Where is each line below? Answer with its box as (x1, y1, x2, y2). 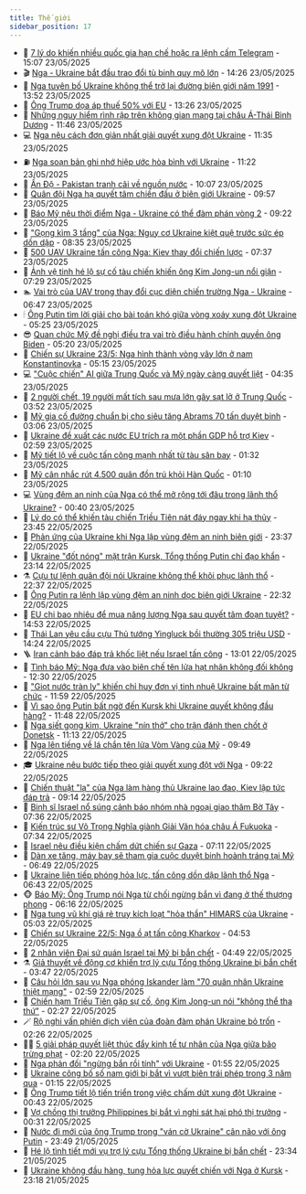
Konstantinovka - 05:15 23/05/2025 (22, 357, 157, 368)
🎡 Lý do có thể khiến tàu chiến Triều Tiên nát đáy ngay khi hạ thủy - (22, 511, 278, 522)
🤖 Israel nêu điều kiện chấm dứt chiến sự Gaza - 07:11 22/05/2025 (22, 840, 271, 851)
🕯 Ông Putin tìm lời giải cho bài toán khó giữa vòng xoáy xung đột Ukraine (22, 308, 297, 320)
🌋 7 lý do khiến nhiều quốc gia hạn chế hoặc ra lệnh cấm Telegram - (22, 47, 280, 58)
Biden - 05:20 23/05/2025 (22, 338, 122, 349)
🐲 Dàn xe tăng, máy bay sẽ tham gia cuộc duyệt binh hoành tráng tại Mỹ (22, 849, 295, 860)
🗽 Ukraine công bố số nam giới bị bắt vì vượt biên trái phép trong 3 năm (22, 1067, 292, 1079)
